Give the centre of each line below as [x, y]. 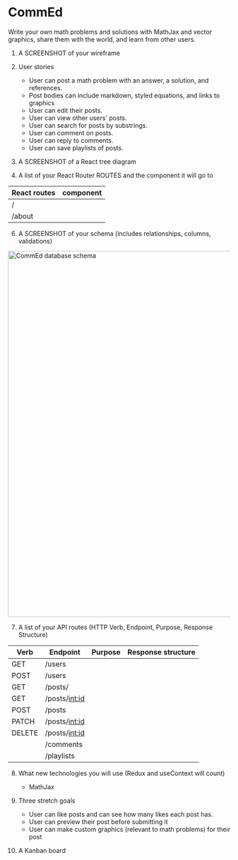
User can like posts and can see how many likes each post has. [121, 814]
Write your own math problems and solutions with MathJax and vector [110, 32]
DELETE [25, 733]
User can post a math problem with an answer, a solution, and [119, 80]
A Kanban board [42, 850]
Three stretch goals [47, 800]
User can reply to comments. [71, 140]
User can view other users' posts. [78, 118]
